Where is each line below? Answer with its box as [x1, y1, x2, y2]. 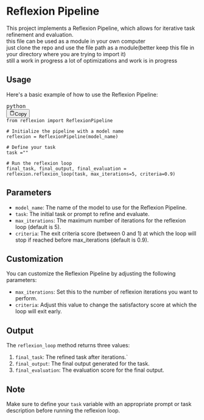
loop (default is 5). [15, 223, 62, 230]
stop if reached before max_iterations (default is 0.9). [15, 236, 149, 244]
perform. [15, 295, 38, 302]
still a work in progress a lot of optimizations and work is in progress [6, 57, 178, 64]
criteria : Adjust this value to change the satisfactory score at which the [15, 301, 197, 309]
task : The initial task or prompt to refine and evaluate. [15, 210, 150, 217]
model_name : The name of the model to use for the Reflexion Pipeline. [15, 203, 187, 211]
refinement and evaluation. [6, 31, 74, 38]
